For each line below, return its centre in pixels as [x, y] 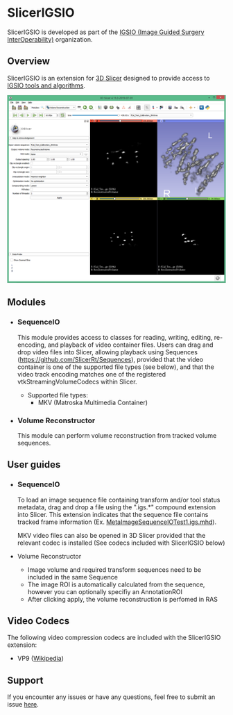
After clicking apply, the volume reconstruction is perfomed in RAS [123, 599]
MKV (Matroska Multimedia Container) [93, 402]
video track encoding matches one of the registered [92, 374]
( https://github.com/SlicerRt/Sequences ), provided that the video [110, 359]
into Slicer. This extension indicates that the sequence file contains [113, 514]
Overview [29, 61]
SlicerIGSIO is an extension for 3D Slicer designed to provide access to [109, 78]
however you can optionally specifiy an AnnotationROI [105, 591]
